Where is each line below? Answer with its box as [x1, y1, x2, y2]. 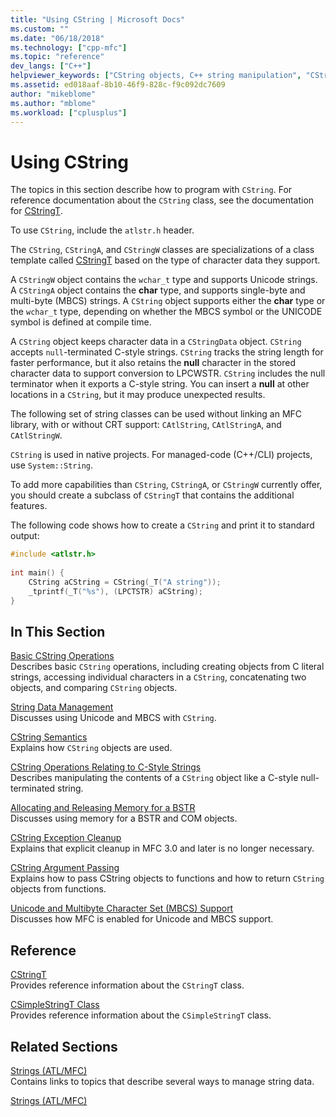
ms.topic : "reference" [10, 52, 105, 62]
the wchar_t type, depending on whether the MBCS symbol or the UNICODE [10, 306, 323, 318]
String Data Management [10, 701, 114, 713]
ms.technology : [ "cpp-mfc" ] [10, 42, 128, 53]
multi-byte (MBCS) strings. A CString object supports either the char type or [10, 295, 326, 307]
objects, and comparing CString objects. [10, 682, 178, 694]
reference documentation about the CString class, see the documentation [10, 194, 315, 206]
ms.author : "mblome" [10, 98, 97, 108]
